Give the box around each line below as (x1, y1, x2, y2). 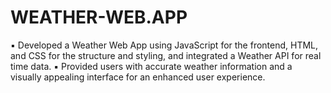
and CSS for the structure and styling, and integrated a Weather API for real (10, 49, 322, 61)
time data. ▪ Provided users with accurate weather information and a (10, 60, 293, 72)
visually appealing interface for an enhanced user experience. (10, 71, 266, 83)
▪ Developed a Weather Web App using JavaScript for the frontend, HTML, (10, 39, 319, 51)
